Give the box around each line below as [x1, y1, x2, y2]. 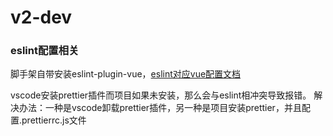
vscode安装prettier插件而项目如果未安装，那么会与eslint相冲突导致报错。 [10, 89, 312, 101]
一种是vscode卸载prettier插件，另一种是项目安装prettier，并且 [44, 102, 302, 114]
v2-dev [10, 6, 73, 29]
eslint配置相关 [10, 44, 80, 58]
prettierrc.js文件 [21, 114, 87, 126]
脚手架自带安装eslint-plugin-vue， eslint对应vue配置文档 [10, 68, 242, 80]
